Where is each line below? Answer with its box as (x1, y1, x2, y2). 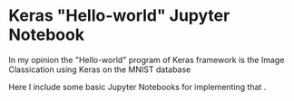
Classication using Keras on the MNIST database (8, 64, 191, 75)
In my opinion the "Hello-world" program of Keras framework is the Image (8, 54, 285, 65)
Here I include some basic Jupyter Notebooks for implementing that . (8, 81, 267, 92)
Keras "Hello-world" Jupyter (8, 5, 230, 26)
